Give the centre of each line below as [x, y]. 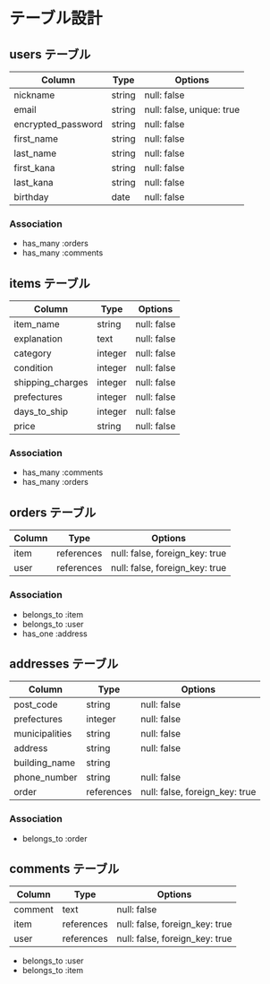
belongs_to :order [55, 838]
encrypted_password [58, 124]
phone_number [46, 778]
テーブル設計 [56, 18]
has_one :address [55, 634]
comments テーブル [64, 869]
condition [34, 368]
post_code [36, 704]
